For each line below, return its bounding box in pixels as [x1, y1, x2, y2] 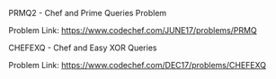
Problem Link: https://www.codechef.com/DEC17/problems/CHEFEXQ [8, 60, 267, 70]
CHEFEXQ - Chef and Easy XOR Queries [8, 42, 157, 53]
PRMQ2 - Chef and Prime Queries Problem [8, 8, 167, 18]
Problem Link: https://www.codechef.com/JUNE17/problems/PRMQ [8, 25, 257, 35]
